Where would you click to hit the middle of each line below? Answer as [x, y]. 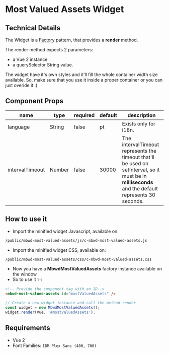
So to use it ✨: [27, 279]
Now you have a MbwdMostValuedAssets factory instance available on [87, 269]
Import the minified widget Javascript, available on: [66, 231]
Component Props [34, 101]
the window [25, 274]
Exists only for [139, 123]
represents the [139, 151]
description [142, 115]
